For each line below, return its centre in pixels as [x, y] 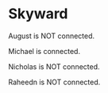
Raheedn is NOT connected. [54, 82]
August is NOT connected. [52, 36]
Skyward [39, 14]
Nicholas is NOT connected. [54, 66]
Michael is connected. [44, 51]
